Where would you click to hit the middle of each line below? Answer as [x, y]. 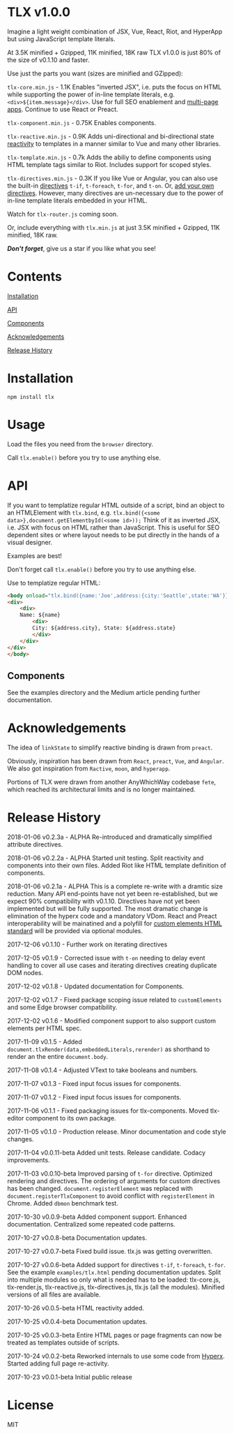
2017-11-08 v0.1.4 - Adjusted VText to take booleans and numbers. [103, 1070]
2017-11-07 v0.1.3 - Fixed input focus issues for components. [94, 1084]
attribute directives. [35, 844]
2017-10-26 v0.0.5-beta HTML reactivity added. [76, 1308]
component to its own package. [71, 1118]
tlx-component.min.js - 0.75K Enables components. [82, 122]
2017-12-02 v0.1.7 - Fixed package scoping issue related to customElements [115, 1000]
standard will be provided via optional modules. [75, 931]
